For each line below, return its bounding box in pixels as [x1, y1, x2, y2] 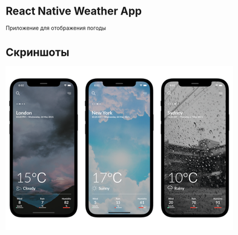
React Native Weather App [5, 4, 142, 18]
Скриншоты [5, 45, 70, 59]
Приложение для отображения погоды [5, 24, 107, 31]
